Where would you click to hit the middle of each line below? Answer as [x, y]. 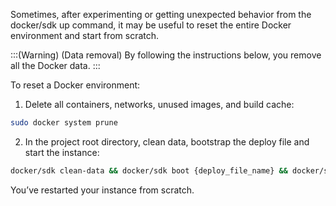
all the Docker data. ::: [55, 65]
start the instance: [62, 152]
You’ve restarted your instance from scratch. [102, 190]
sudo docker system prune [64, 123]
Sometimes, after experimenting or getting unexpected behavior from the [161, 14]
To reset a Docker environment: [75, 85]
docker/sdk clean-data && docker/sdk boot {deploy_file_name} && [149, 170]
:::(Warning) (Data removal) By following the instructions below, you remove [166, 55]
